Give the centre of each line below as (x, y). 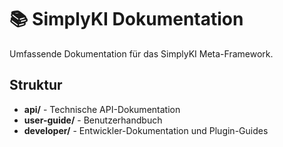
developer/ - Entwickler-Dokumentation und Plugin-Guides (146, 130)
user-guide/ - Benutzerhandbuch (93, 120)
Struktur (36, 85)
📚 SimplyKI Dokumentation (126, 19)
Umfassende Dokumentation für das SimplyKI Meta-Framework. (141, 53)
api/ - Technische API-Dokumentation (102, 109)
